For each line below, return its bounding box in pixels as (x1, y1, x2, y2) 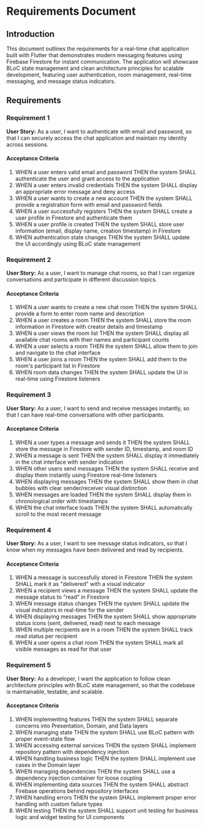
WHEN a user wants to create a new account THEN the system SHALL (15, 194, 193, 202)
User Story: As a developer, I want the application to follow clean (6, 675, 171, 682)
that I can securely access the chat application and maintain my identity (6, 134, 187, 142)
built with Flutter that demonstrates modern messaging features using (6, 52, 182, 59)
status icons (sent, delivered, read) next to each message (15, 620, 161, 627)
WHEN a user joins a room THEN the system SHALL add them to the (15, 356, 187, 363)
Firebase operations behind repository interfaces (15, 787, 139, 794)
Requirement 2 (6, 255, 51, 264)
